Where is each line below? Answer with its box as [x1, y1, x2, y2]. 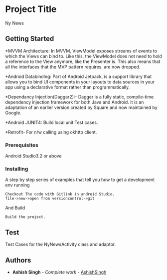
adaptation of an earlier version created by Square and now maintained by [5, 104, 158, 110]
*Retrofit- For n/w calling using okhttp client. [5, 129, 97, 135]
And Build [5, 205, 25, 211]
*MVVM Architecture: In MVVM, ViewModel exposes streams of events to [5, 47, 158, 53]
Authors [5, 256, 31, 264]
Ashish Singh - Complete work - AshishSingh [12, 269, 107, 275]
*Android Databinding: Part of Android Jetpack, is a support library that [5, 73, 152, 79]
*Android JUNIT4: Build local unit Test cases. [5, 119, 98, 125]
